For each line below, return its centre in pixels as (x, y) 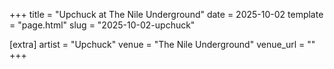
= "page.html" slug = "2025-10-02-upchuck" (102, 25)
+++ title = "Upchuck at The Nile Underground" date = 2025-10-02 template (166, 14)
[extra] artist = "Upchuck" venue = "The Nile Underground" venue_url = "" (162, 44)
